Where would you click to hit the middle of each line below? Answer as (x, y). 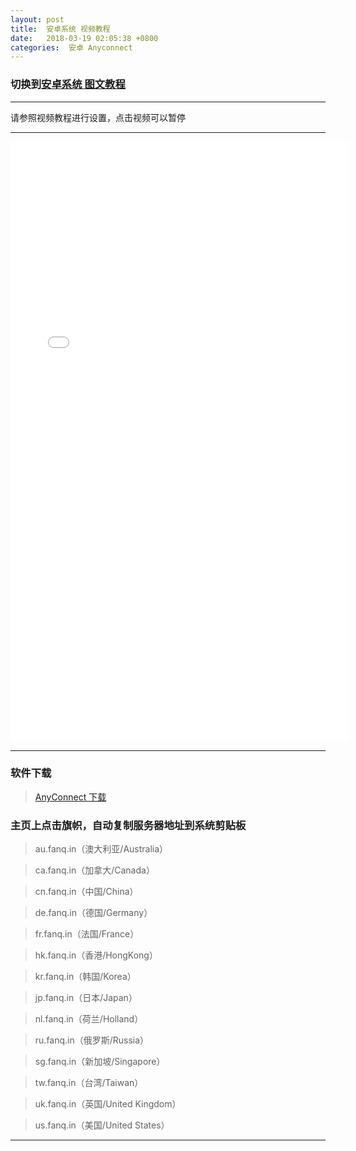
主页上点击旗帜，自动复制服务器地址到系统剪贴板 (128, 825)
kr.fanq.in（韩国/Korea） (85, 977)
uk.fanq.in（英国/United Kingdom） (108, 1104)
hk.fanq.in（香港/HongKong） (96, 955)
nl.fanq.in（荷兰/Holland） (89, 1019)
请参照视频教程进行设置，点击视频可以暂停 (98, 117)
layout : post (37, 19)
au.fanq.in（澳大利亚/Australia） (101, 849)
